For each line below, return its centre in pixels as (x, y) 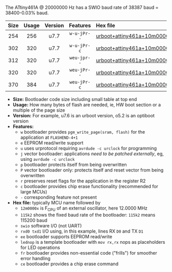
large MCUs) (34, 192)
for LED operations (40, 247)
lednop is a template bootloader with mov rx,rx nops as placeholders (93, 242)
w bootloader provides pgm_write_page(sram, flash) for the (83, 132)
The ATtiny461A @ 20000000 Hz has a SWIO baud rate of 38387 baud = (82, 7)
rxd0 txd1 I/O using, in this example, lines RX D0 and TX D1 (82, 231)
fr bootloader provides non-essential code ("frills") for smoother (89, 253)
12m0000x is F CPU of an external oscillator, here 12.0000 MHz (84, 208)
